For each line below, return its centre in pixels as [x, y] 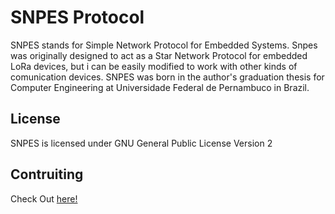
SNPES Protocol [77, 17]
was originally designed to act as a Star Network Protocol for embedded [159, 55]
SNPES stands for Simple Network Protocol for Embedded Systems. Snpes [164, 45]
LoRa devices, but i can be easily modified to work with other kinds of [154, 66]
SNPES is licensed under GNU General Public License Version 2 [141, 143]
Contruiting [47, 174]
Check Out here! [44, 198]
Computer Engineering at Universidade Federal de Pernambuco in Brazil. [160, 87]
